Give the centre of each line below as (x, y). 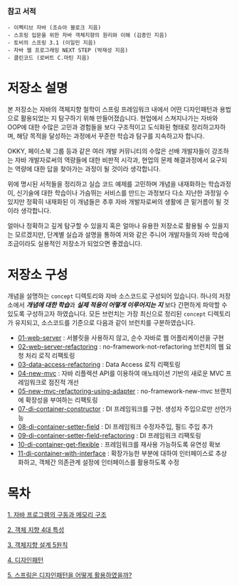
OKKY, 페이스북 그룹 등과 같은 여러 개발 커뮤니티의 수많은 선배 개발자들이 (109, 151)
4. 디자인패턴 (26, 560)
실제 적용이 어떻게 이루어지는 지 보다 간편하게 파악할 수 (152, 305)
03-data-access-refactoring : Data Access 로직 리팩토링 (99, 365)
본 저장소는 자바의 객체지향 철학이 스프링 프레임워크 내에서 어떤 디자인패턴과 (113, 110)
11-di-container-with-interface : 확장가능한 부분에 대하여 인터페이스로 (116, 454)
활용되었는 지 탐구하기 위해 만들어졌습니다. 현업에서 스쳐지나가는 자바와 (119, 118)
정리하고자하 (208, 127)
